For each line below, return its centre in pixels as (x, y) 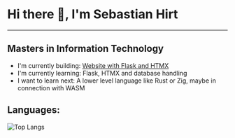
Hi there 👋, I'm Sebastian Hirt (93, 14)
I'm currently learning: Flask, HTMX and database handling (102, 73)
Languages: (34, 110)
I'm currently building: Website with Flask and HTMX (93, 65)
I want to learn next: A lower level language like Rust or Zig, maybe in (117, 81)
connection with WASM (51, 88)
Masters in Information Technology (86, 49)
